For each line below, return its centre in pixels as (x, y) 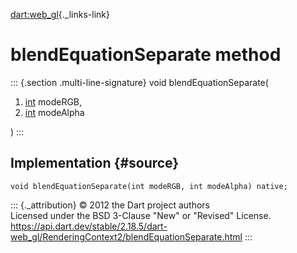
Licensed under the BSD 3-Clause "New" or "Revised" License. (141, 215)
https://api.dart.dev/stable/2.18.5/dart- (89, 226)
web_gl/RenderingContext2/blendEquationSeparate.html (126, 236)
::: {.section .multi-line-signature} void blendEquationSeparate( (139, 82)
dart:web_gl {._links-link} (60, 14)
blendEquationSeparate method (146, 55)
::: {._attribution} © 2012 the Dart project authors (110, 205)
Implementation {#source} (95, 163)
